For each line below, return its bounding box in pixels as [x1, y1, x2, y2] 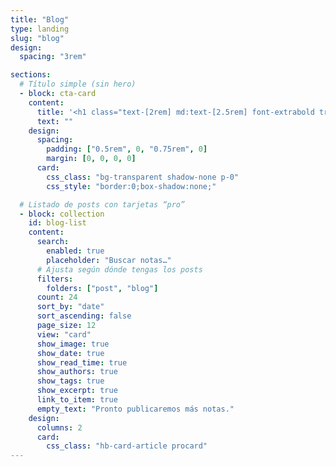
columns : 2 [36, 422, 83, 433]
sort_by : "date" [36, 302, 105, 312]
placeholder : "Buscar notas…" [46, 255, 172, 265]
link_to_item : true [36, 395, 118, 405]
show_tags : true [36, 376, 105, 386]
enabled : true [46, 246, 105, 256]
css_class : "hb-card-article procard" [46, 441, 208, 451]
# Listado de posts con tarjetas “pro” [19, 199, 186, 210]
